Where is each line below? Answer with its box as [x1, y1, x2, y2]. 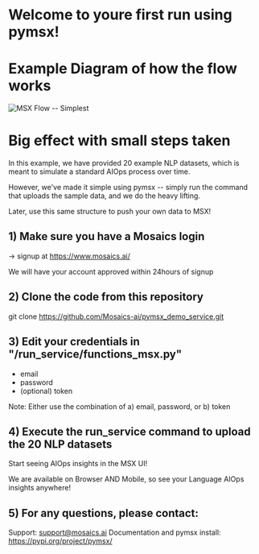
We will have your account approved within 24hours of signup [8, 267, 214, 276]
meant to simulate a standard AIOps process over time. [8, 167, 191, 176]
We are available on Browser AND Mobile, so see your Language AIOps [8, 474, 245, 484]
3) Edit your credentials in [8, 335, 141, 349]
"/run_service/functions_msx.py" [8, 348, 183, 362]
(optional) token [19, 386, 73, 395]
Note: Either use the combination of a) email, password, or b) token [8, 401, 231, 411]
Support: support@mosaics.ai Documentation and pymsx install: [8, 527, 221, 537]
